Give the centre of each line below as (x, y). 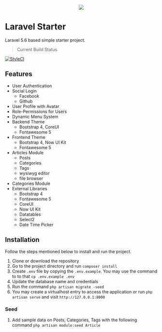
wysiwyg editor (34, 173)
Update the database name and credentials (55, 281)
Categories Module (31, 183)
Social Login (24, 91)
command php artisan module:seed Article (56, 325)
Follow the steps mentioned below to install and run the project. (68, 251)
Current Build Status (37, 49)
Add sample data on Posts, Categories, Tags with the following (74, 320)
